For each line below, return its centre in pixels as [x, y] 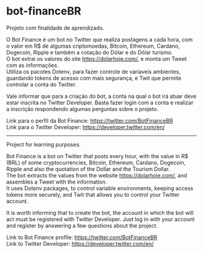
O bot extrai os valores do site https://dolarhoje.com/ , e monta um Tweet [97, 59]
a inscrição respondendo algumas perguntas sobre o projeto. [82, 109]
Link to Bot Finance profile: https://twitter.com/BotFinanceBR [82, 237]
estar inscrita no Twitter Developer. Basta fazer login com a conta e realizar [100, 102]
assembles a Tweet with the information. [57, 182]
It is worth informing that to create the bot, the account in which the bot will [100, 213]
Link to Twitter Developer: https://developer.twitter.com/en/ [80, 243]
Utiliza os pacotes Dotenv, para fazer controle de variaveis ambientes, [94, 71]
